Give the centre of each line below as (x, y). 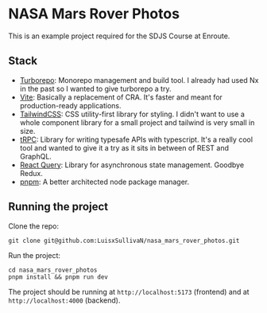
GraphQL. (35, 156)
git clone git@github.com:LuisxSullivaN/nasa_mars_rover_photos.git (124, 241)
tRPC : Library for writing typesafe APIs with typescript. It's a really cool (136, 139)
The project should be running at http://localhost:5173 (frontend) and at (129, 291)
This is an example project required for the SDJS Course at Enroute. (119, 36)
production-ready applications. (70, 105)
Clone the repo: (34, 226)
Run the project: (35, 255)
